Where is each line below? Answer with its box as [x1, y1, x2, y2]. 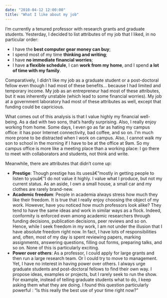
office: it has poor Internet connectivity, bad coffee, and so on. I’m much [5, 129, 154, 135]
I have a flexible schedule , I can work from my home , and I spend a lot [12, 62, 160, 68]
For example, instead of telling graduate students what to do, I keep [12, 276, 151, 282]
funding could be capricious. [5, 104, 64, 110]
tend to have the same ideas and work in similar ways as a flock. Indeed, [12, 207, 162, 213]
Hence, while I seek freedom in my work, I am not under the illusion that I [12, 223, 163, 229]
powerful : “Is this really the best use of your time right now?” [12, 287, 139, 293]
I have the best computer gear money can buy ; [12, 46, 111, 52]
